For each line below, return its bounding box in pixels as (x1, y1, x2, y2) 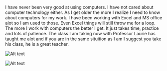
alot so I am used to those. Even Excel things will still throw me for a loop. (5, 20, 156, 26)
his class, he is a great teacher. (5, 41, 69, 47)
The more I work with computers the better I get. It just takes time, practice (5, 25, 159, 31)
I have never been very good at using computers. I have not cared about (5, 4, 154, 10)
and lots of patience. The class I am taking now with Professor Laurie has (5, 31, 156, 36)
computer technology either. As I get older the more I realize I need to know (5, 9, 161, 15)
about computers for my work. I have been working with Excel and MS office (5, 15, 163, 20)
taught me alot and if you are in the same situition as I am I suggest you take (5, 36, 162, 42)
